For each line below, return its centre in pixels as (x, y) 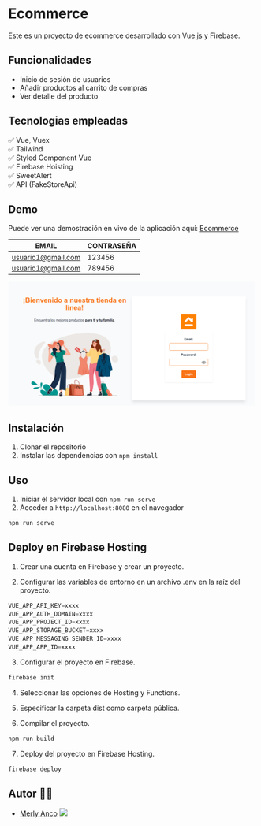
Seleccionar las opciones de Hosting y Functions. (100, 692)
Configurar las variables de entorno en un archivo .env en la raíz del (130, 582)
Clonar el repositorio (53, 447)
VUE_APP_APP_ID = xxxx (42, 647)
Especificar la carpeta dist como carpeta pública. (99, 708)
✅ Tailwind (26, 149)
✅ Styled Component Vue (50, 158)
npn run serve (32, 523)
